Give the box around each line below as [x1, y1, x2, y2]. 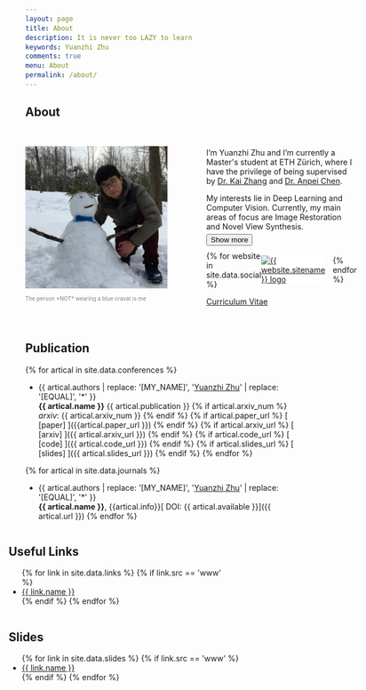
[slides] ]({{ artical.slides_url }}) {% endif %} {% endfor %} [37, 447, 253, 458]
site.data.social [206, 269, 262, 280]
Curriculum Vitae [206, 296, 268, 307]
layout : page [25, 14, 74, 23]
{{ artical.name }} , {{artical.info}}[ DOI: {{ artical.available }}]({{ [37, 501, 272, 511]
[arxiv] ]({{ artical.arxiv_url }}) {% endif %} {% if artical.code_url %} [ [37, 429, 290, 439]
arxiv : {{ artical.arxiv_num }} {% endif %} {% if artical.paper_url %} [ [37, 410, 289, 421]
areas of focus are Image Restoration [206, 212, 342, 222]
